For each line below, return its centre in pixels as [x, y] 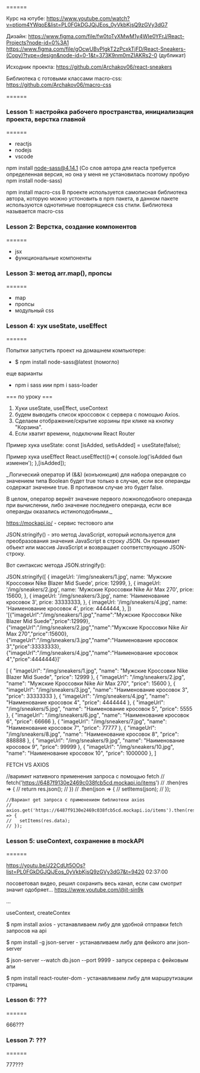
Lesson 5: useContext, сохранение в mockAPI [75, 841]
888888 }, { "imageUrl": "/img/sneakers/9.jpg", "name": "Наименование [95, 741]
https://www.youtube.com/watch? [88, 18]
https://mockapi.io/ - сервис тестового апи [60, 523]
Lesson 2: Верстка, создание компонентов [71, 227]
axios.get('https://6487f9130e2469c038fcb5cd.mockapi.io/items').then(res [101, 810]
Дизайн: [17, 36]
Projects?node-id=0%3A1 [38, 43]
